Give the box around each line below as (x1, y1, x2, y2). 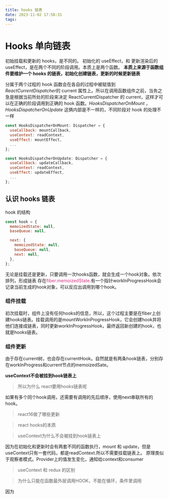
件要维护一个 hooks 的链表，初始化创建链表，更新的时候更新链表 (5, 70, 141, 76)
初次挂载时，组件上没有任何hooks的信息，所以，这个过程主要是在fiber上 (5, 310, 156, 316)
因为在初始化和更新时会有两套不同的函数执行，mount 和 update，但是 (5, 444, 151, 450)
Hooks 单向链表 (5, 40, 71, 52)
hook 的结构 (5, 209, 30, 215)
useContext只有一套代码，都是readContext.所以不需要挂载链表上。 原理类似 (5, 450, 164, 456)
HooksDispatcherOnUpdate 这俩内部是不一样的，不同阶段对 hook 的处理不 (5, 107, 161, 113)
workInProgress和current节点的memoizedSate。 (9, 362, 111, 368)
